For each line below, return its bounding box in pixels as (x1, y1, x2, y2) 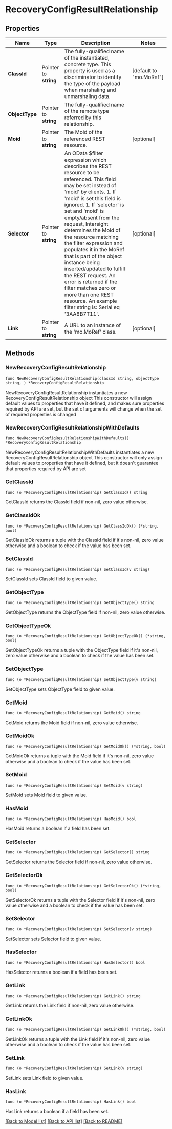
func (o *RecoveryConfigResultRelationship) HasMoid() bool (5, 816, 137, 822)
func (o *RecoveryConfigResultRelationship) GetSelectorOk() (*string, (5, 883, 161, 888)
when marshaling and (64, 86, 116, 93)
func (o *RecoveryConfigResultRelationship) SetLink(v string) (5, 1066, 143, 1071)
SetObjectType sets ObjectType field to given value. (5, 686, 115, 692)
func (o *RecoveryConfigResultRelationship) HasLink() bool (5, 1099, 137, 1104)
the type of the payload (64, 80, 121, 87)
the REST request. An (64, 272, 116, 279)
